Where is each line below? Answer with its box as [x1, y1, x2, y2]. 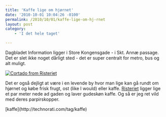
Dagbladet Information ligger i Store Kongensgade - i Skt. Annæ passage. [5, 49, 159, 55]
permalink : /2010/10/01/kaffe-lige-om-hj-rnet [5, 17, 106, 22]
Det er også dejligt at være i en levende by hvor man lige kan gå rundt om [5, 80, 159, 86]
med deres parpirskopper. [5, 96, 60, 102]
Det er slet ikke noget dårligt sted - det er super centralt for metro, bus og [5, 55, 160, 61]
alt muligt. [5, 61, 26, 66]
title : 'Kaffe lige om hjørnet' [5, 7, 74, 13]
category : [5, 26, 26, 32]
